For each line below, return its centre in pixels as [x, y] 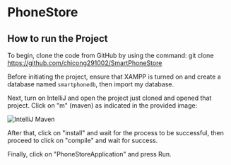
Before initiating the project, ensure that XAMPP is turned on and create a [114, 76]
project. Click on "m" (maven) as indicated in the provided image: [102, 106]
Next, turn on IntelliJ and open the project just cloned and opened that [109, 98]
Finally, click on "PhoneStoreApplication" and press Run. [89, 154]
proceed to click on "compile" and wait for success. [83, 140]
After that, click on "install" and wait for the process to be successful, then [116, 133]
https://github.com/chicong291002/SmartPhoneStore [85, 63]
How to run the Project [58, 39]
